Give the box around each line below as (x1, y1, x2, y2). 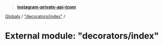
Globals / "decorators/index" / (5, 14, 65, 19)
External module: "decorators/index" (5, 30, 159, 42)
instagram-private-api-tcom (17, 4, 76, 10)
